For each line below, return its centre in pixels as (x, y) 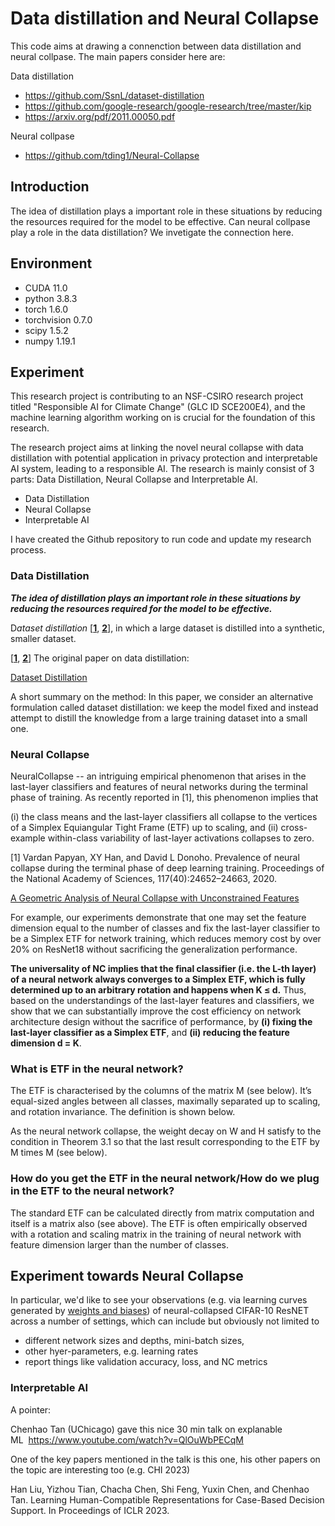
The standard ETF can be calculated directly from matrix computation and (162, 1213)
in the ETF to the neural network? (92, 1191)
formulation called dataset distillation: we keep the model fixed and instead (164, 707)
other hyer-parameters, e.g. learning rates (111, 1351)
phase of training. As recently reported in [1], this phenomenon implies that (164, 797)
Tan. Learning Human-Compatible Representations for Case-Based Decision (167, 1499)
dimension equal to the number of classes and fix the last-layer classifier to (165, 928)
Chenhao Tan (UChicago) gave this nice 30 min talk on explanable (146, 1429)
